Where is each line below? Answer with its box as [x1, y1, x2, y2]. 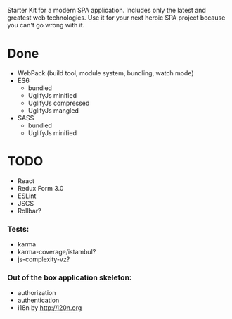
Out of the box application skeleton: [7, 273, 132, 282]
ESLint [17, 192, 37, 200]
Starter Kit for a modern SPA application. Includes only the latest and [7, 6, 206, 14]
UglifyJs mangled [27, 106, 79, 115]
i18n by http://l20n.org [17, 304, 82, 312]
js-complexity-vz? [17, 255, 70, 263]
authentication [17, 296, 60, 305]
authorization [17, 289, 56, 297]
